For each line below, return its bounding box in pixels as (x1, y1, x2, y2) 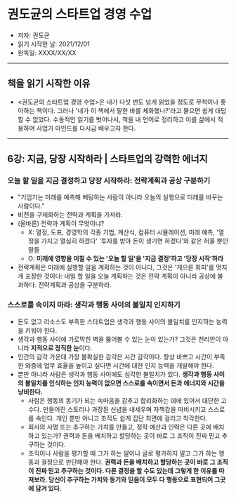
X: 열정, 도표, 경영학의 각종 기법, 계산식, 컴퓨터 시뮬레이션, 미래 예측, (27, 228, 216, 237)
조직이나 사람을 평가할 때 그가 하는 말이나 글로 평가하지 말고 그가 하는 (27, 448, 218, 457)
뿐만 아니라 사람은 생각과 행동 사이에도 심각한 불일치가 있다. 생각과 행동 (17, 370, 212, 378)
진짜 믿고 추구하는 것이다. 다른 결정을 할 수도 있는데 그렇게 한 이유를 (34, 466, 218, 474)
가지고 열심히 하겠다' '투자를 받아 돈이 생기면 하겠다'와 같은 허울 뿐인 (41, 237, 228, 246)
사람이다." (17, 201, 45, 211)
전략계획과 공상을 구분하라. (38, 281, 112, 289)
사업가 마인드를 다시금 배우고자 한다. (36, 124, 136, 132)
